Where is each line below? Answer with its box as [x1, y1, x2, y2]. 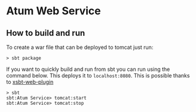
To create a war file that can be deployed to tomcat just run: [6, 43, 154, 51]
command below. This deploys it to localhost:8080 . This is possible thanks [6, 72, 190, 79]
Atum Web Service [6, 4, 102, 18]
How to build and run [6, 28, 85, 38]
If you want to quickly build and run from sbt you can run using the [6, 66, 170, 73]
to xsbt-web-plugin [6, 79, 54, 85]
